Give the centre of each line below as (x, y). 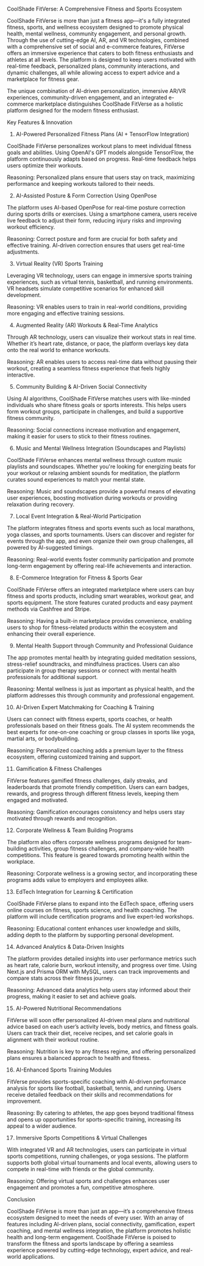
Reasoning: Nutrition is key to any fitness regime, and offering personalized (101, 1051)
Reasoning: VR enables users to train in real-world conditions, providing (97, 307)
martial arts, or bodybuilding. (43, 738)
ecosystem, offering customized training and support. (74, 757)
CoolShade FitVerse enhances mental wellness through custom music (94, 460)
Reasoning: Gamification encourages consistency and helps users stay (96, 812)
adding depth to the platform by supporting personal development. (90, 935)
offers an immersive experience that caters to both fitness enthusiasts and (100, 53)
